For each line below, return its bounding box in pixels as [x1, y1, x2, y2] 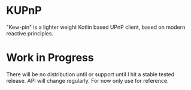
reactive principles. [6, 29, 54, 37]
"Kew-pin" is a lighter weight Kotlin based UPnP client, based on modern [6, 23, 186, 31]
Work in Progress [6, 51, 94, 65]
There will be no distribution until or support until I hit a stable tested [6, 70, 175, 78]
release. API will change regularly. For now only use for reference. [6, 77, 169, 84]
